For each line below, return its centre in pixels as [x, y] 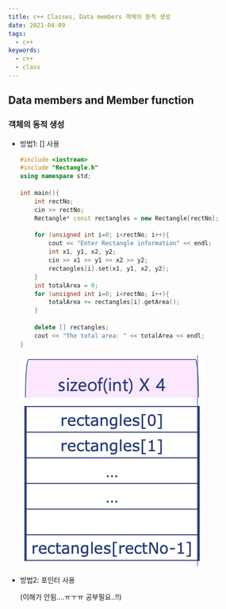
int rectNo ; [54, 201]
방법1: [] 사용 [40, 143]
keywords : [25, 51]
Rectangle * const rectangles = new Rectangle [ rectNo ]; [127, 218]
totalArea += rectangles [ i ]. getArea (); [115, 303]
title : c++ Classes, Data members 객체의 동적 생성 [90, 17]
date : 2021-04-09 [37, 25]
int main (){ [39, 193]
